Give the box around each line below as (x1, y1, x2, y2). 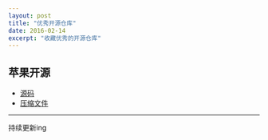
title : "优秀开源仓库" (8, 19, 77, 27)
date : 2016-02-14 (8, 26, 66, 34)
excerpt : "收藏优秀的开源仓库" (8, 34, 101, 42)
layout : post (8, 11, 52, 20)
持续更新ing (8, 123, 47, 133)
